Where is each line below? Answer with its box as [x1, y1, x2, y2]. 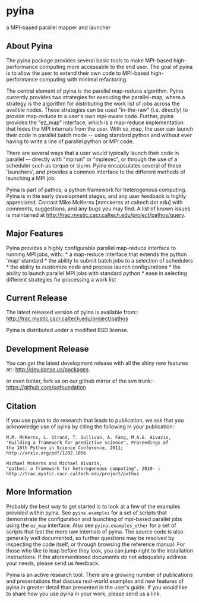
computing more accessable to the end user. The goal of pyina [39, 63, 193, 70]
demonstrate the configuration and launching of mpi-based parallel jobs [6, 515, 182, 522]
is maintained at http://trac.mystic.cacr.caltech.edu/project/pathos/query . [6, 211, 186, 218]
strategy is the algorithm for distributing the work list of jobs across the [6, 100, 180, 107]
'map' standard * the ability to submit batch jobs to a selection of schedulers [6, 257, 193, 264]
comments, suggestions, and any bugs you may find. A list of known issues [6, 205, 191, 212]
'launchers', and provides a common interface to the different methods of [6, 168, 186, 175]
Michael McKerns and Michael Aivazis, [6, 460, 102, 466]
